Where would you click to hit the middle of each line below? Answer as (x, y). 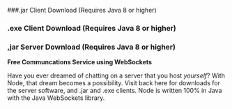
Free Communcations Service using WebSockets (79, 62)
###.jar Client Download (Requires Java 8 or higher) (82, 10)
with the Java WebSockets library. (56, 98)
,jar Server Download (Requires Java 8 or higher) (92, 47)
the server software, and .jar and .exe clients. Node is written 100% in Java (115, 91)
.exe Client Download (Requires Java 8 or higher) (92, 28)
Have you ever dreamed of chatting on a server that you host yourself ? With (116, 75)
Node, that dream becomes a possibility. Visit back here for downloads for (114, 83)
